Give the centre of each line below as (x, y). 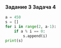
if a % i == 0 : (30, 31)
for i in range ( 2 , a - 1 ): (31, 27)
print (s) (14, 40)
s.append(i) (35, 36)
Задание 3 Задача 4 (30, 7)
